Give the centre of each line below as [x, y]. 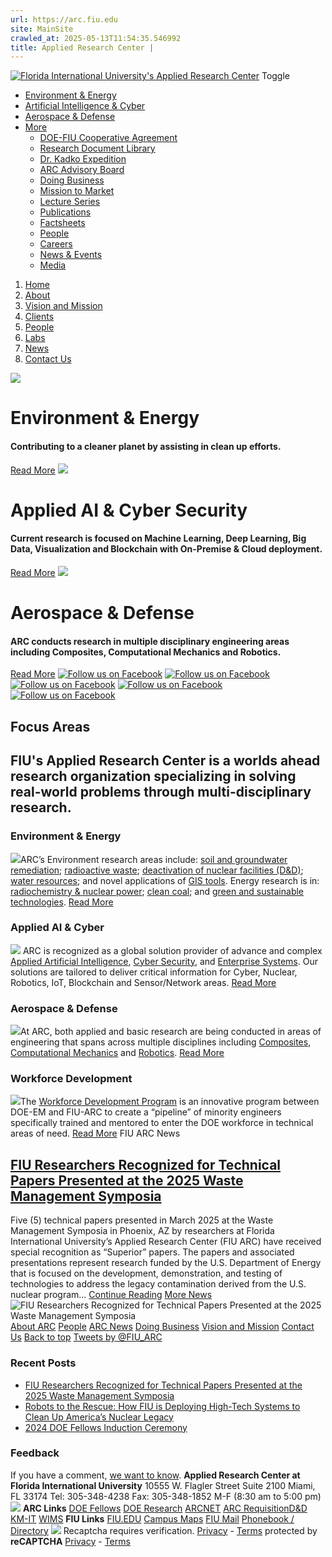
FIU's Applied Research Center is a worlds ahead [165, 761]
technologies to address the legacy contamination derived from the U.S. [158, 1284]
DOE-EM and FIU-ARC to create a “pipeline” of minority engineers [146, 1112]
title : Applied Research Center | [82, 47]
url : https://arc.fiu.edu [64, 19]
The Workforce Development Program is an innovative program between [170, 1102]
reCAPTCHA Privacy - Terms [70, 1541]
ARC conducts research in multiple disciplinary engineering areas [150, 641]
